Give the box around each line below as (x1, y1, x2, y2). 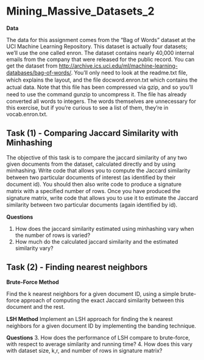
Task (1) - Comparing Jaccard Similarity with (6, 128, 178, 138)
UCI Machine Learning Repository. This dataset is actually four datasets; (6, 43, 188, 50)
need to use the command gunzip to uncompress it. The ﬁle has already (6, 90, 187, 98)
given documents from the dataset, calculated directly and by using (6, 160, 176, 168)
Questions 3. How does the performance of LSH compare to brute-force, (6, 334, 191, 341)
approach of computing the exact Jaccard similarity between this (21, 297, 185, 304)
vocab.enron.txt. (6, 110, 47, 118)
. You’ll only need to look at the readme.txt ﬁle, (71, 69, 188, 76)
